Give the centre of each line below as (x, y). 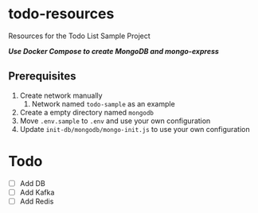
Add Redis (37, 201)
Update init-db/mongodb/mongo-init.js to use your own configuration (135, 129)
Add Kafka (37, 192)
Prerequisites (42, 76)
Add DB (32, 183)
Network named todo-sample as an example (103, 103)
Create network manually (61, 95)
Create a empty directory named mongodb (86, 112)
